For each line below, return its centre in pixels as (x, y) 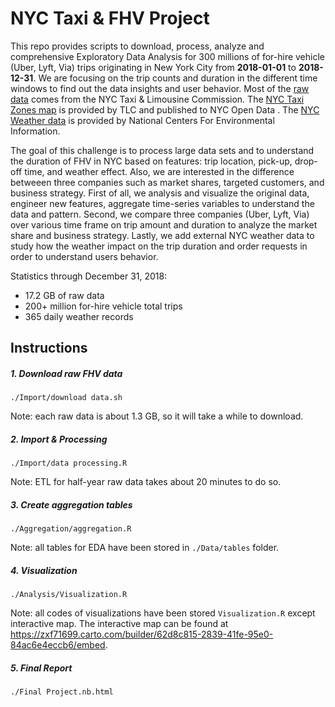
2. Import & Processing (59, 439)
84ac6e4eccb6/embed (58, 645)
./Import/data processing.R (69, 463)
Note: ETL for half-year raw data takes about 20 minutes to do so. (146, 482)
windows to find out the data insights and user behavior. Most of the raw (160, 88)
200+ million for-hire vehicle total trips (103, 306)
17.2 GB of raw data (64, 295)
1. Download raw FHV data (66, 373)
